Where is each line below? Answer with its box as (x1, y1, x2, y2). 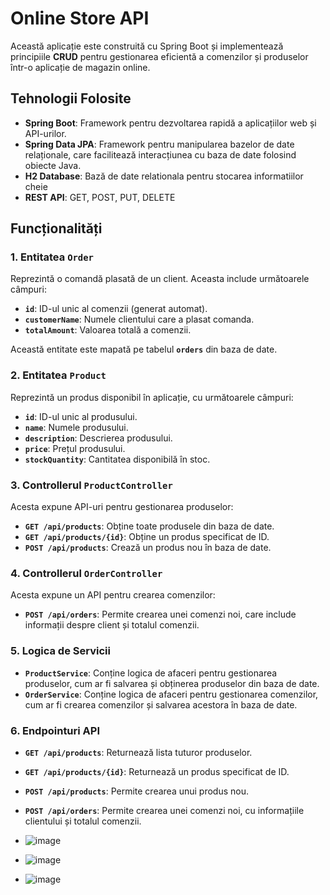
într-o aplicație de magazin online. (10, 61, 151, 73)
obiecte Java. (24, 159, 82, 171)
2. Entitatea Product (10, 368, 107, 382)
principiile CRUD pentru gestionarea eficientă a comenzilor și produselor (10, 50, 309, 62)
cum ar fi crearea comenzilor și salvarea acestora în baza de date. (24, 698, 298, 711)
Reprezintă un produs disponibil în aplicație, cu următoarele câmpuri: (10, 391, 294, 403)
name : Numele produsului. (24, 421, 129, 433)
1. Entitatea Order (10, 250, 94, 264)
